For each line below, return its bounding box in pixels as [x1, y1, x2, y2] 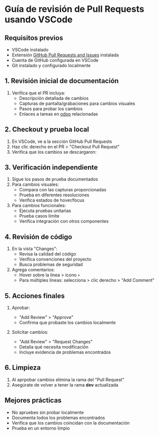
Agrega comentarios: [11, 267, 55, 273]
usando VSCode [4, 14, 73, 25]
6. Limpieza [4, 363, 41, 372]
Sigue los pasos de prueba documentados [11, 176, 98, 182]
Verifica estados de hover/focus [19, 197, 84, 203]
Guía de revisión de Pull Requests [4, 3, 144, 15]
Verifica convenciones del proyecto [19, 256, 92, 262]
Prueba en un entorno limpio [11, 425, 70, 431]
